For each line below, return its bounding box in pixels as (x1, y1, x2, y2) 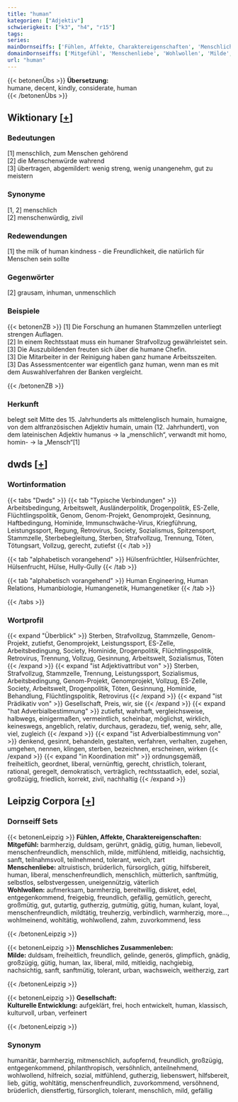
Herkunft (7, 399, 39, 409)
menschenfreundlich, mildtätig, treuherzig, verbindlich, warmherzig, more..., (7, 908, 230, 917)
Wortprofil (7, 615, 44, 625)
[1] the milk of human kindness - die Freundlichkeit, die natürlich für (7, 247, 205, 256)
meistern (7, 172, 33, 180)
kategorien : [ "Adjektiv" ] (7, 17, 84, 24)
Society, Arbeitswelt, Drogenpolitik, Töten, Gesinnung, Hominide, (7, 684, 197, 692)
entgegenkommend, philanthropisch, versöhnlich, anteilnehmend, (7, 1063, 199, 1072)
